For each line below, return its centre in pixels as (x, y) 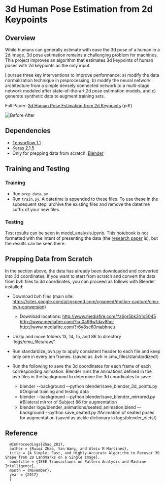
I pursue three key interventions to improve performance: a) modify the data (82, 75)
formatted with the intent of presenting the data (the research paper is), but (82, 238)
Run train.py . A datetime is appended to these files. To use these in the (85, 199)
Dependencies (28, 131)
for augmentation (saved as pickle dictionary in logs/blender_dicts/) (88, 418)
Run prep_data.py (30, 193)
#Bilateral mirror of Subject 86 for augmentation (68, 402)
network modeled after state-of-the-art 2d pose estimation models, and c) (81, 91)
